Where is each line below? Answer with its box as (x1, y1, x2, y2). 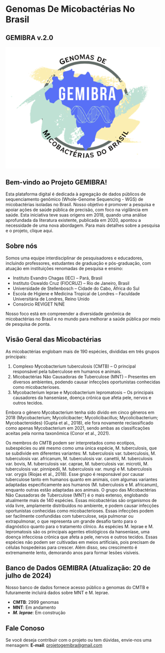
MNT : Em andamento (12, 604, 56, 611)
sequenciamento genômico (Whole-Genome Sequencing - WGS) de (5, 196, 144, 202)
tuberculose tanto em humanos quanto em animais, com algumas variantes (5, 476, 158, 482)
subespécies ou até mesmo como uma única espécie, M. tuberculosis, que (5, 445, 157, 451)
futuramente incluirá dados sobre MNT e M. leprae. (5, 590, 110, 596)
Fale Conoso (5, 624, 45, 632)
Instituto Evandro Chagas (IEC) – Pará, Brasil (12, 275, 103, 281)
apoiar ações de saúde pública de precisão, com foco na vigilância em (5, 207, 149, 213)
